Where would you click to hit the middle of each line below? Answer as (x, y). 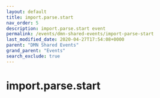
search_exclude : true (33, 56)
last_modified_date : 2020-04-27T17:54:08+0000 (65, 39)
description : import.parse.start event (56, 28)
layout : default (26, 12)
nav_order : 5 (22, 23)
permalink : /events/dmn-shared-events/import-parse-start (80, 34)
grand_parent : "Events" (36, 51)
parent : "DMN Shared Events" (43, 45)
